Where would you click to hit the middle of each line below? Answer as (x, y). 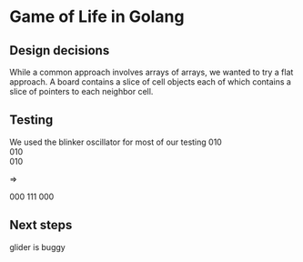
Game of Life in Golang (97, 17)
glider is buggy (37, 247)
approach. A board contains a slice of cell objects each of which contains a (150, 82)
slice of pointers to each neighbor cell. (81, 91)
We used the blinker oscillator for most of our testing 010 (116, 142)
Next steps (41, 225)
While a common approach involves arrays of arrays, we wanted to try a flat (151, 72)
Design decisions (60, 50)
